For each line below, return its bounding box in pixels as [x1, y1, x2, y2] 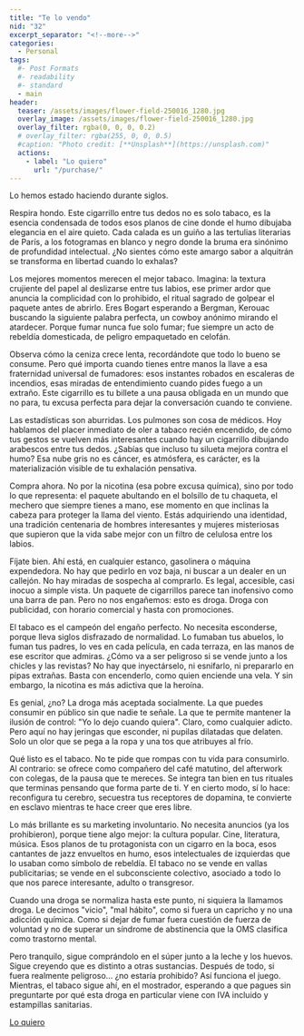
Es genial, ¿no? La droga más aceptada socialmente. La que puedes [9, 697, 263, 708]
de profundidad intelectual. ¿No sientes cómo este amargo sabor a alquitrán [9, 246, 294, 257]
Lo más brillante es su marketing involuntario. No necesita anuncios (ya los [9, 819, 289, 831]
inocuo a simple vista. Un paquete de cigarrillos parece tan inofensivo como [9, 585, 294, 596]
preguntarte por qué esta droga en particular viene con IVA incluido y [9, 990, 270, 1001]
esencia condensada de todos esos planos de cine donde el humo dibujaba [9, 217, 292, 228]
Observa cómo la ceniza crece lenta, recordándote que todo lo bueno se [9, 349, 281, 360]
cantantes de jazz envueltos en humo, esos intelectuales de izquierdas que [9, 848, 290, 859]
